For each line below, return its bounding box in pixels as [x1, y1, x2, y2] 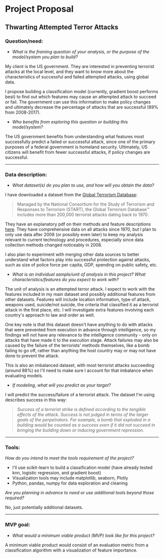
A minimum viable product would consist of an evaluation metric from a [5, 542, 148, 548]
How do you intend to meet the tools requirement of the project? [5, 455, 134, 461]
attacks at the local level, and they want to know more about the [5, 69, 134, 74]
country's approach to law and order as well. [5, 312, 95, 318]
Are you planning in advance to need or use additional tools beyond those [5, 490, 155, 496]
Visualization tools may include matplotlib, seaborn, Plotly [12, 475, 128, 481]
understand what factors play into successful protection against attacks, [5, 257, 150, 263]
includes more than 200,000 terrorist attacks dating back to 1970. [17, 212, 149, 218]
